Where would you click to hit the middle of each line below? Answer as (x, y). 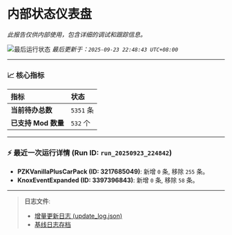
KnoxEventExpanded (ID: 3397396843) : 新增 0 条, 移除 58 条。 (108, 180)
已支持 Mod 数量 (37, 123)
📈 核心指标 (26, 75)
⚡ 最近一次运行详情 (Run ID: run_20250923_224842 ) (90, 153)
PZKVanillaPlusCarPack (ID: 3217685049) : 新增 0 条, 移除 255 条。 (113, 171)
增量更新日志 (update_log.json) (78, 216)
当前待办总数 (32, 110)
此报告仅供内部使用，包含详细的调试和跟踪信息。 (77, 34)
